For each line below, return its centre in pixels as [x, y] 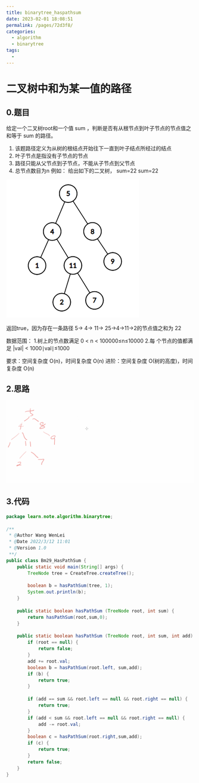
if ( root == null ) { [53, 642]
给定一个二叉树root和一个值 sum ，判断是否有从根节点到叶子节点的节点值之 [99, 128]
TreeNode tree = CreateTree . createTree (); [81, 573]
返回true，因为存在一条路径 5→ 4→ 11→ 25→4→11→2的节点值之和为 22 [94, 328]
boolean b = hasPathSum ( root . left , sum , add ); [85, 668]
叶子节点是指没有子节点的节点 [51, 156]
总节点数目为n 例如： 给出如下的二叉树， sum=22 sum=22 [87, 171]
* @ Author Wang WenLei [37, 535]
